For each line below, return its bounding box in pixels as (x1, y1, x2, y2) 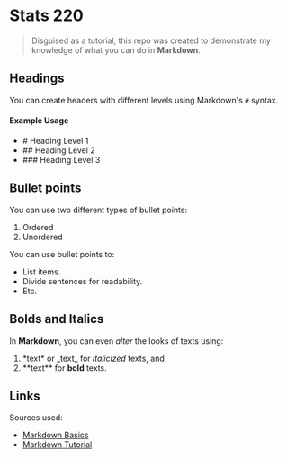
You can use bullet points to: (9, 248, 115, 259)
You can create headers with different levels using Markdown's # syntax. (9, 94, 279, 105)
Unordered (22, 231, 63, 242)
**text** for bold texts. (22, 362, 107, 373)
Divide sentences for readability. (22, 275, 143, 286)
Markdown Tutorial (22, 439, 93, 450)
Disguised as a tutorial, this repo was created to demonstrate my (31, 35, 272, 46)
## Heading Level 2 (22, 145, 96, 156)
